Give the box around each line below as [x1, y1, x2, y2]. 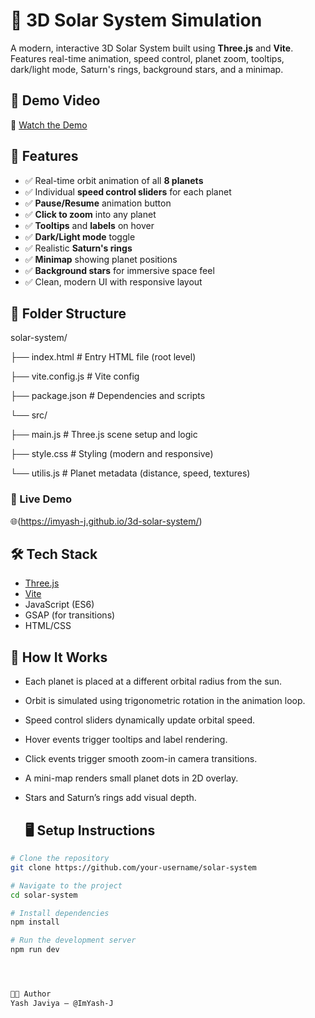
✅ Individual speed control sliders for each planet [24, 185, 232, 198]
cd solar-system [10, 890, 78, 900]
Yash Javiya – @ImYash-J [10, 998, 114, 1008]
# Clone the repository [10, 854, 110, 864]
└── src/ [10, 409, 48, 421]
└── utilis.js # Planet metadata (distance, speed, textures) [10, 467, 251, 479]
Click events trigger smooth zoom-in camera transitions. [24, 753, 258, 765]
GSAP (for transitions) [24, 609, 116, 621]
